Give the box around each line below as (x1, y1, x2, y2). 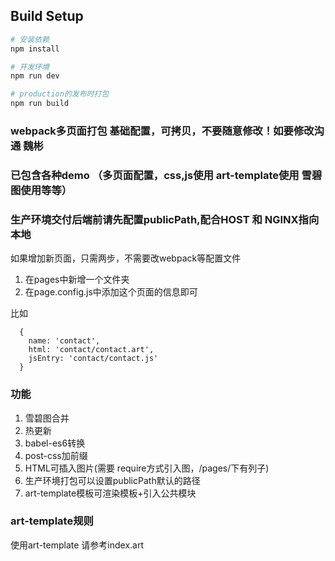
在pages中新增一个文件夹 (24, 274, 130, 286)
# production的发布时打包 (10, 89, 110, 99)
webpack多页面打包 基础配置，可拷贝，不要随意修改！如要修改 (10, 124, 315, 138)
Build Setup (10, 8, 84, 25)
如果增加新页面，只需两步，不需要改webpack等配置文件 (10, 252, 242, 264)
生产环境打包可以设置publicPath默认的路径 (24, 474, 201, 486)
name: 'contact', (28, 336, 101, 346)
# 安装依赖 (10, 34, 50, 44)
